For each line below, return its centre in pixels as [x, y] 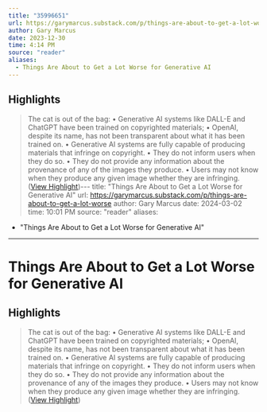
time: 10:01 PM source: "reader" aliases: [93, 212]
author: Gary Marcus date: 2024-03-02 [178, 203]
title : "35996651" [39, 16]
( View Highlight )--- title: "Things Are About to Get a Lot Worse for [135, 186]
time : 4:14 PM [32, 45]
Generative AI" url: [58, 195]
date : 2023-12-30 [37, 38]
